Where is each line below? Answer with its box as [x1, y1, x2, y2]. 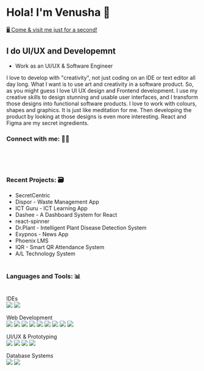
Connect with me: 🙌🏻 [6, 134, 70, 143]
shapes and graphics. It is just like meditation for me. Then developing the [6, 106, 192, 113]
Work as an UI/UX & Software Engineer [15, 62, 113, 69]
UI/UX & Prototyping [6, 333, 57, 340]
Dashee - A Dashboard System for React [15, 211, 118, 219]
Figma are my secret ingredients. [6, 119, 90, 127]
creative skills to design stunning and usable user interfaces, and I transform [6, 93, 199, 101]
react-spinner [15, 217, 50, 225]
